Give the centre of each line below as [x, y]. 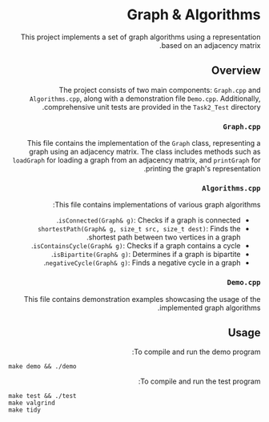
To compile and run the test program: [199, 381]
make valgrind [32, 403]
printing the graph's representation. [202, 169]
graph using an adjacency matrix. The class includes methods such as [145, 152]
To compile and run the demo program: [196, 352]
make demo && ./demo [43, 367]
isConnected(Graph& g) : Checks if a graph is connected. [149, 220]
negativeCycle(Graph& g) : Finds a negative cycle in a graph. [142, 263]
